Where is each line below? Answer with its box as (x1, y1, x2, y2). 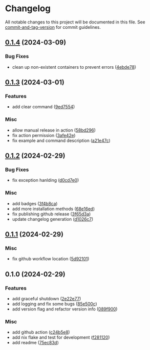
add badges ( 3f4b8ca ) (12, 200, 58, 206)
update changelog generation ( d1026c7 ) (12, 216, 94, 222)
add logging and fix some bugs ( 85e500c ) (12, 301, 97, 307)
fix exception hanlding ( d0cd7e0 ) (12, 177, 79, 183)
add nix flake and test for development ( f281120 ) (12, 334, 110, 340)
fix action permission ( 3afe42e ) (12, 132, 76, 138)
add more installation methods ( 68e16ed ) (12, 206, 95, 212)
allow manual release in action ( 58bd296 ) (12, 127, 96, 133)
